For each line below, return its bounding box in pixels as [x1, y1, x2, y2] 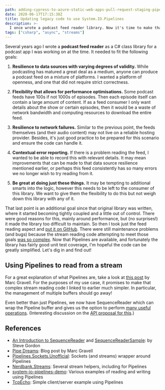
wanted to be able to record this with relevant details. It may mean [12, 155, 146, 160]
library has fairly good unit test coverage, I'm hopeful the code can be [5, 242, 147, 247]
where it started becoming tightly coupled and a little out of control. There [5, 210, 155, 216]
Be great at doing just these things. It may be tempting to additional [12, 180, 151, 186]
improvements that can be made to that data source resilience [12, 160, 138, 166]
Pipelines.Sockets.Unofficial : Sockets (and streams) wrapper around [12, 353, 151, 359]
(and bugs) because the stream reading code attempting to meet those [5, 232, 149, 237]
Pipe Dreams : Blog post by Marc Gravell [12, 348, 93, 354]
